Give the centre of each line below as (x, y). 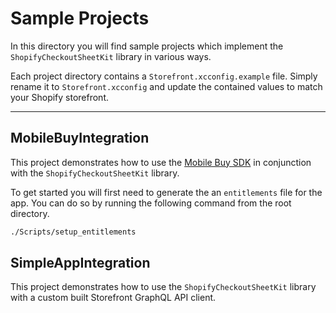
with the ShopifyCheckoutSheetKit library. (95, 173)
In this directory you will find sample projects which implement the (147, 46)
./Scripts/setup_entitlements (73, 232)
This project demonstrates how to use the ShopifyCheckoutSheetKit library (163, 287)
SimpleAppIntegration (80, 263)
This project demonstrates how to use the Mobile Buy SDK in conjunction (161, 162)
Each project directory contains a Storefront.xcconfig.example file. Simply (164, 76)
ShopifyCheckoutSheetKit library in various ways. (111, 56)
